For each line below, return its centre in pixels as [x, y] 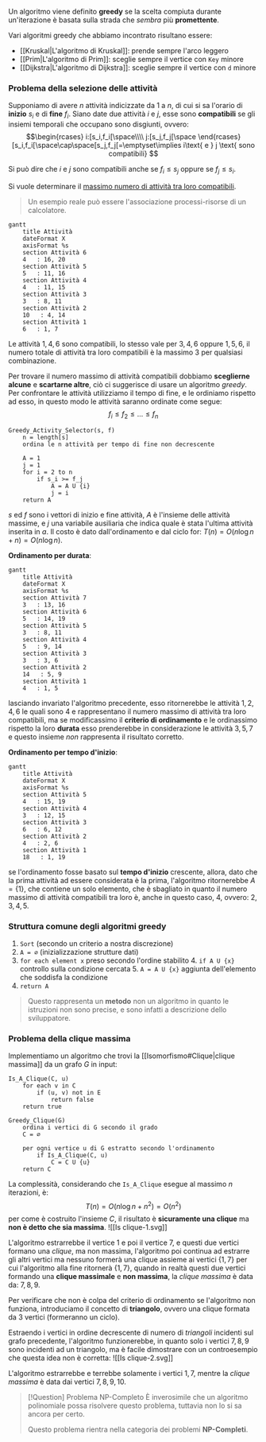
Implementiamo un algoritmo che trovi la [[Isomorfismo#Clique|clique [122, 1056]
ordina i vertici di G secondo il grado [90, 1128]
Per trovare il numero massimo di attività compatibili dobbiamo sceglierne [129, 376]
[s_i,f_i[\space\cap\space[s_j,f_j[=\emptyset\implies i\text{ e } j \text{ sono [133, 145]
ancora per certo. [56, 1413]
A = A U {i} [70, 486]
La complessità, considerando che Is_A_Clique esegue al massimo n [120, 1184]
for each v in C [50, 1086]
